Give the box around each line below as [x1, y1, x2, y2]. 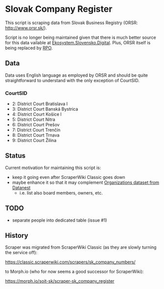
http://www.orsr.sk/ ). [5, 25, 47, 30]
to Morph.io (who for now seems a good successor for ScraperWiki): [5, 269, 144, 275]
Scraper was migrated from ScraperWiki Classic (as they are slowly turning [5, 244, 157, 250]
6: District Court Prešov [12, 122, 60, 128]
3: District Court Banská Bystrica [12, 106, 78, 112]
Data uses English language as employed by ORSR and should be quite [5, 72, 148, 78]
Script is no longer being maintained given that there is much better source [5, 34, 156, 40]
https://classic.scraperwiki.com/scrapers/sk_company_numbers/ [5, 259, 136, 265]
